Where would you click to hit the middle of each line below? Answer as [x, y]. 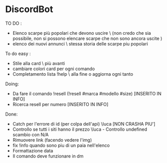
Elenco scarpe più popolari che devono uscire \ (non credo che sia [82, 33]
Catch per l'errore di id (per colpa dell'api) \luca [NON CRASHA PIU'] [84, 124]
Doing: [12, 84]
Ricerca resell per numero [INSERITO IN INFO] [60, 104]
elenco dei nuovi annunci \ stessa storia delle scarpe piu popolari [80, 43]
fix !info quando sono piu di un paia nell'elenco [61, 145]
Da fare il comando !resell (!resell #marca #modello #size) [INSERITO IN [87, 93]
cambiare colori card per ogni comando [53, 69]
